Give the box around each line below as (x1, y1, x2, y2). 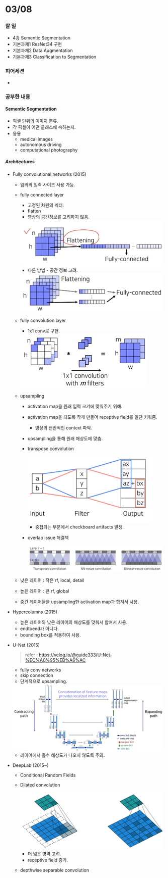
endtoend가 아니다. (20, 625, 59, 631)
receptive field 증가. (27, 857, 68, 863)
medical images (20, 136, 53, 142)
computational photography (20, 147, 78, 153)
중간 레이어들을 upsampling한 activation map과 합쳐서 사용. (20, 599, 139, 605)
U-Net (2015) (12, 642, 40, 648)
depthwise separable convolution (20, 867, 90, 873)
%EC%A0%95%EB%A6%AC (25, 657, 86, 663)
